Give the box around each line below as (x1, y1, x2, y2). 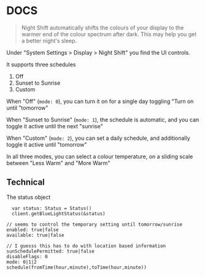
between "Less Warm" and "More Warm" (6, 159, 110, 166)
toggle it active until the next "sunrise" (6, 122, 103, 129)
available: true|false (6, 232, 64, 238)
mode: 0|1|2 (6, 259, 37, 265)
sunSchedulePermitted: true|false (6, 248, 95, 255)
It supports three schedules (6, 61, 76, 68)
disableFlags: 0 (6, 253, 48, 259)
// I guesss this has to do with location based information (6, 243, 166, 249)
